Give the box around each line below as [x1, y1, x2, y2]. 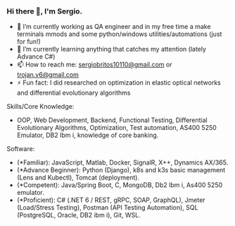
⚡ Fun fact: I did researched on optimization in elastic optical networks [16, 78, 221, 87]
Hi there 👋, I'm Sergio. [6, 6, 82, 16]
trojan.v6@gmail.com [16, 71, 79, 79]
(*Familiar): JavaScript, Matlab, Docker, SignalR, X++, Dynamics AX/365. [16, 158, 229, 167]
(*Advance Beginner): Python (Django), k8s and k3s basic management [16, 166, 226, 174]
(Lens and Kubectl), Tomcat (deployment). [16, 173, 140, 182]
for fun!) [16, 37, 42, 46]
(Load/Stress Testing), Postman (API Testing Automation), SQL [16, 203, 198, 212]
